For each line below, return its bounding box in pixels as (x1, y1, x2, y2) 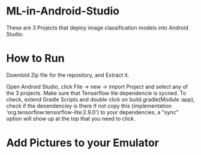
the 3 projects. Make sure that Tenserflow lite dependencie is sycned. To (6, 89, 187, 97)
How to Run (6, 52, 65, 65)
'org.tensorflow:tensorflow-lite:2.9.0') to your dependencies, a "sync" (6, 108, 179, 115)
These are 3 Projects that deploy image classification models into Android (6, 24, 189, 31)
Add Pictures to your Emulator (6, 136, 159, 150)
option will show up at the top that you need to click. (6, 115, 136, 122)
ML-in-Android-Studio (6, 4, 120, 18)
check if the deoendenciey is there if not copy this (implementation (6, 102, 172, 109)
